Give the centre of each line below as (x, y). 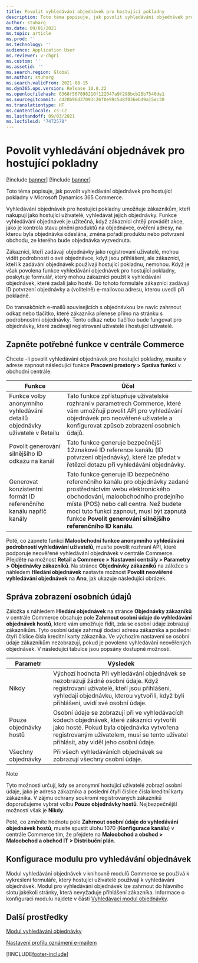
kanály (18, 518)
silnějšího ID (26, 453)
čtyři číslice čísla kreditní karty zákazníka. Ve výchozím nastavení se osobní (98, 636)
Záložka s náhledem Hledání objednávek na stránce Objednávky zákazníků (99, 611)
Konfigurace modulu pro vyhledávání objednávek (99, 859)
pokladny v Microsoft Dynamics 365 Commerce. (65, 197)
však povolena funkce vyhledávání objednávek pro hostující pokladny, (91, 271)
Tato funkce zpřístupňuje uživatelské (118, 395)
